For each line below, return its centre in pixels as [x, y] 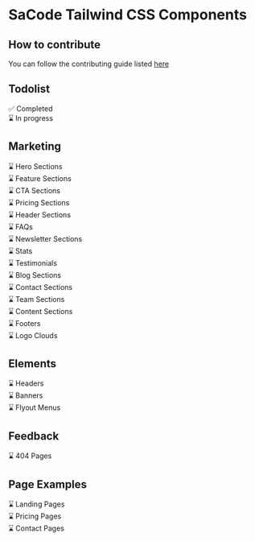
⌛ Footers [25, 323]
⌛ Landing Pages [37, 504]
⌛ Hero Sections [35, 166]
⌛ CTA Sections [34, 190]
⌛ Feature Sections [40, 178]
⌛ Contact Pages [36, 528]
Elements [33, 364]
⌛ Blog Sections [35, 275]
